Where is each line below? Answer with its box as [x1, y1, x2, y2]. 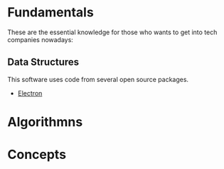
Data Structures [7, 56, 80, 68]
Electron [17, 88, 43, 97]
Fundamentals [7, 4, 94, 21]
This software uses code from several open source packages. [7, 75, 189, 83]
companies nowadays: [7, 35, 73, 43]
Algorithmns [7, 113, 83, 130]
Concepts [7, 147, 66, 163]
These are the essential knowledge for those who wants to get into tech [7, 28, 218, 36]
